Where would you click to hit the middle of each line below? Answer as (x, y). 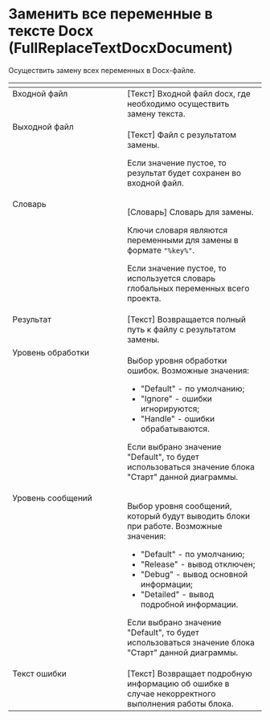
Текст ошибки (39, 673)
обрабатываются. (175, 429)
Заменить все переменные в (110, 14)
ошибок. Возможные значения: (188, 370)
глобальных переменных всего (188, 288)
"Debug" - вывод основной (194, 574)
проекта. (144, 298)
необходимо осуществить (178, 104)
